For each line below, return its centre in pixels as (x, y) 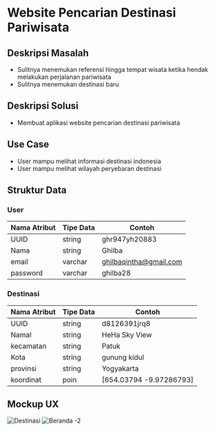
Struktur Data (37, 191)
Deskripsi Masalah (48, 53)
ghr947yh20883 (129, 239)
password (27, 273)
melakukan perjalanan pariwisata (64, 77)
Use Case (28, 144)
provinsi (24, 368)
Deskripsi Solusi (43, 106)
